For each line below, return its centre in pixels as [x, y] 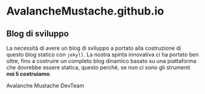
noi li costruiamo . [29, 74]
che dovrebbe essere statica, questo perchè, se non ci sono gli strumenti [99, 67]
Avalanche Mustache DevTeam [45, 86]
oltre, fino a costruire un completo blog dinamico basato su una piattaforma [102, 61]
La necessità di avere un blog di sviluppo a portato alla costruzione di [94, 48]
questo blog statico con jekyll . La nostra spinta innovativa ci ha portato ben [102, 55]
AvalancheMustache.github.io [85, 11]
